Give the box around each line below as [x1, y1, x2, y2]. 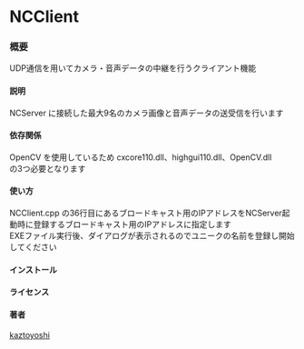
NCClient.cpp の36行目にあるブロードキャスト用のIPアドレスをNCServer [9, 207, 283, 219]
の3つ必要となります [9, 163, 86, 174]
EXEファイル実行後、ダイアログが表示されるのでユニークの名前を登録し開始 [9, 230, 295, 242]
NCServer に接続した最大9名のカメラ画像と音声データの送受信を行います [9, 107, 284, 118]
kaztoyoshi [9, 330, 50, 341]
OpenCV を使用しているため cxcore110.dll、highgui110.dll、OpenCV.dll [9, 152, 272, 163]
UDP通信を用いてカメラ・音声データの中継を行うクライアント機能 [9, 63, 257, 74]
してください [9, 242, 57, 253]
